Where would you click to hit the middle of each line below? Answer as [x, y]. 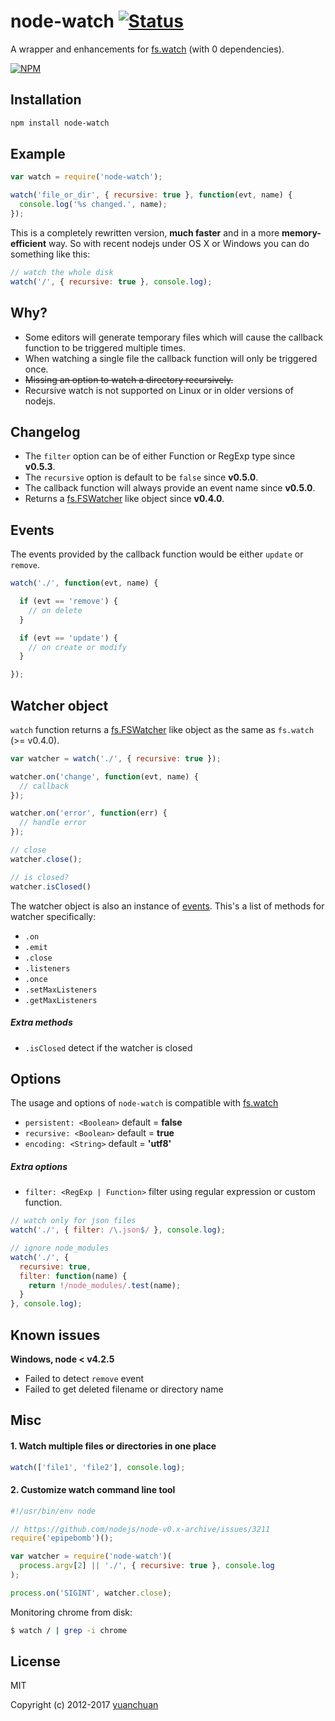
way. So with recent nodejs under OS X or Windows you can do [179, 243]
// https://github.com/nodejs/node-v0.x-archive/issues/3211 [140, 1529]
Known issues [55, 1335]
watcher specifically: [53, 916]
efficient [28, 243]
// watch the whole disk [62, 272]
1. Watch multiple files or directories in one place [113, 1446]
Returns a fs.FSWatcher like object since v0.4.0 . [124, 499]
